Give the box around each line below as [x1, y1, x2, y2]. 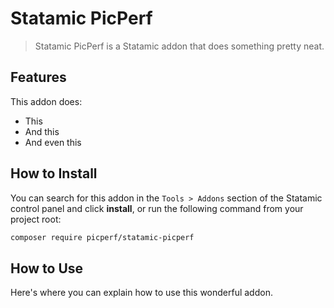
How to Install [10, 165, 98, 182]
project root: [10, 213, 62, 225]
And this [24, 125, 60, 137]
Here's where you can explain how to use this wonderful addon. [10, 287, 273, 299]
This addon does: [10, 95, 83, 107]
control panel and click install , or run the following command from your [10, 202, 304, 214]
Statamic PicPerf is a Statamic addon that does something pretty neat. [34, 40, 325, 52]
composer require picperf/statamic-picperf [10, 232, 195, 242]
